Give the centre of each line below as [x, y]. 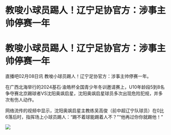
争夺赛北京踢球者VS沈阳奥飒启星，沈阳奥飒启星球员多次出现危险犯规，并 [82, 93]
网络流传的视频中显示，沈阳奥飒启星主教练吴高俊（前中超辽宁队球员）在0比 [85, 111]
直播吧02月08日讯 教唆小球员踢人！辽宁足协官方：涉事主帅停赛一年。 [78, 76]
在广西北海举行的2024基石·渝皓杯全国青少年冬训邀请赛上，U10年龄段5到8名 [85, 87]
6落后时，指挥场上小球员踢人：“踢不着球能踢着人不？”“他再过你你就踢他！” [84, 117]
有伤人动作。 [23, 100]
